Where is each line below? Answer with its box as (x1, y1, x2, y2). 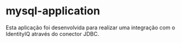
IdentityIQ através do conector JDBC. (5, 30, 100, 37)
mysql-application (5, 4, 101, 18)
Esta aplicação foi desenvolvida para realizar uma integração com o (5, 24, 176, 31)
